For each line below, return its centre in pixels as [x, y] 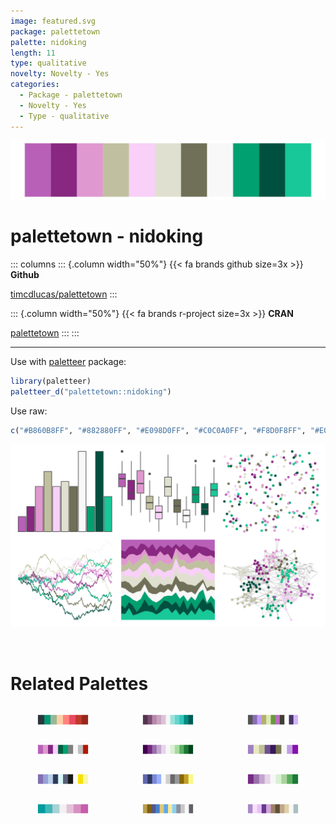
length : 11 [33, 53]
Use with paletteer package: [68, 361]
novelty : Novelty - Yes [60, 74]
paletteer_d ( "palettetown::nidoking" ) [91, 391]
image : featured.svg [53, 21]
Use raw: [29, 411]
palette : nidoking [48, 42]
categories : [35, 85]
